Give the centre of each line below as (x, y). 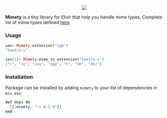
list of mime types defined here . (38, 22)
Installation (19, 76)
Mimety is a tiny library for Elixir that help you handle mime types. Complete (84, 17)
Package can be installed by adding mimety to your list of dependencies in (81, 88)
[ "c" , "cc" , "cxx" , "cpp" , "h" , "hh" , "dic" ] (53, 64)
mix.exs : (14, 93)
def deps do (18, 102)
